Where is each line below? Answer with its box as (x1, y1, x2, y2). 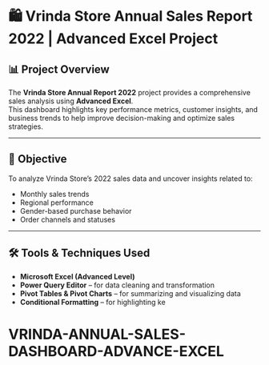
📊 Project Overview (8, 62, 110, 76)
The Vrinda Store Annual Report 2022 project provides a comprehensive (8, 88, 251, 97)
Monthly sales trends (19, 189, 90, 199)
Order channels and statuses (19, 215, 116, 224)
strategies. (8, 122, 44, 131)
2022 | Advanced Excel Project (8, 30, 219, 48)
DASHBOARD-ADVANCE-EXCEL (8, 342, 224, 360)
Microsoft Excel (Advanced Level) (19, 271, 135, 281)
